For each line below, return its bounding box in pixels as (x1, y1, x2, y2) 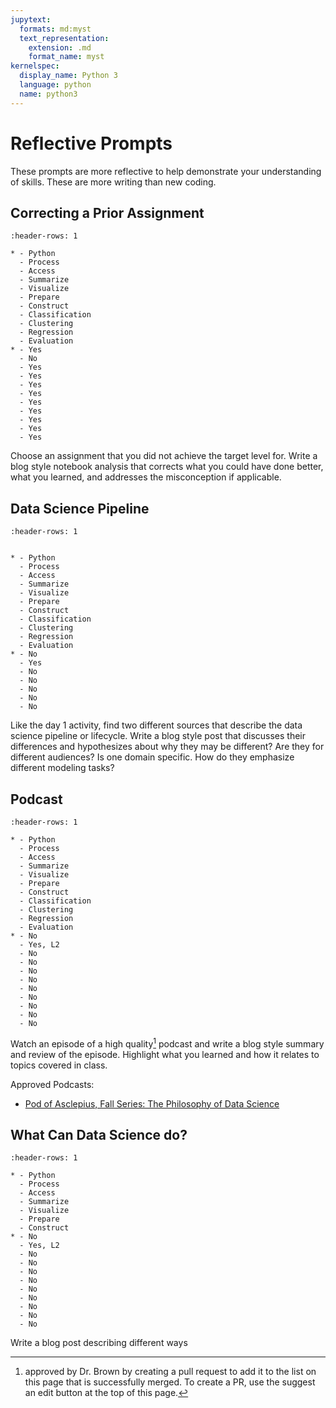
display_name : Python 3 (19, 71, 118, 81)
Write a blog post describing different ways (10, 1337, 188, 1349)
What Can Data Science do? (10, 1127, 188, 1144)
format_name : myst (28, 52, 105, 62)
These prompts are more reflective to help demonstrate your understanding (10, 165, 322, 177)
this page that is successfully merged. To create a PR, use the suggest (24, 1376, 316, 1388)
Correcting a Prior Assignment (10, 204, 205, 221)
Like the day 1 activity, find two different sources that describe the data (10, 719, 303, 731)
